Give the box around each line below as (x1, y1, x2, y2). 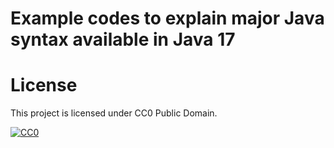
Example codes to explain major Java (10, 7, 325, 30)
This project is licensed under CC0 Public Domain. (10, 107, 218, 119)
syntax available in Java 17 (10, 28, 236, 51)
